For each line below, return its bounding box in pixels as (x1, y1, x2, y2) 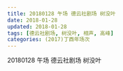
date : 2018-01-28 (7, 17, 58, 24)
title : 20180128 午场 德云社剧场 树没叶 (7, 10, 116, 17)
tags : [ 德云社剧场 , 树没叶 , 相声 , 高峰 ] (7, 29, 114, 37)
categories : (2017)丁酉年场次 (7, 36, 90, 43)
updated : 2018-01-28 (7, 23, 68, 30)
